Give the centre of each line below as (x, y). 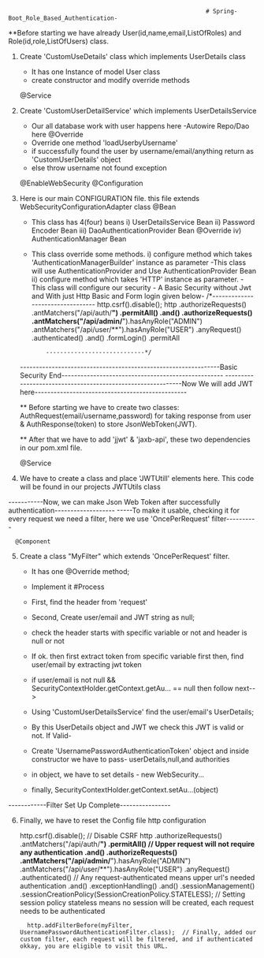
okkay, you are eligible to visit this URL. (94, 946)
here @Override (58, 134)
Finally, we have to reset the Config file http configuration (113, 820)
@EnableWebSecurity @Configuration (81, 183)
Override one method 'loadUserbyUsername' (105, 143)
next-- (245, 688)
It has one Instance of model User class (96, 72)
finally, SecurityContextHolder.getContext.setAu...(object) (125, 790)
